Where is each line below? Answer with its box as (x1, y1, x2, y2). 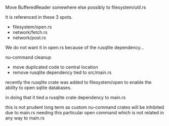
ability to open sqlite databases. (5, 85, 72, 91)
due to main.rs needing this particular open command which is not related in (5, 110, 164, 115)
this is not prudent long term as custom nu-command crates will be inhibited (5, 104, 164, 110)
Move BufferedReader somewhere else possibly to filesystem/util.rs (5, 5, 146, 10)
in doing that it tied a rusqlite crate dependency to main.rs (5, 95, 126, 100)
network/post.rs (12, 35, 47, 40)
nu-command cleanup (5, 54, 52, 60)
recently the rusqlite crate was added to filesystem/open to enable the (5, 79, 152, 85)
